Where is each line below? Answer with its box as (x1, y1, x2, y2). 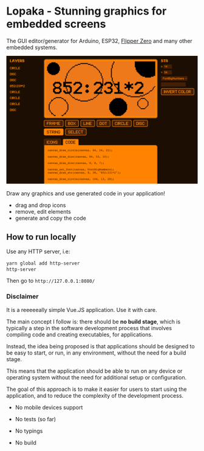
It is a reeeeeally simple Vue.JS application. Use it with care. (6, 306, 157, 313)
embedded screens (6, 17, 106, 31)
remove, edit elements (15, 208, 71, 215)
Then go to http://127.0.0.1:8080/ (6, 277, 95, 285)
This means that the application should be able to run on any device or (6, 367, 183, 375)
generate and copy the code (15, 214, 86, 222)
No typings (15, 427, 43, 435)
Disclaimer (6, 293, 39, 301)
